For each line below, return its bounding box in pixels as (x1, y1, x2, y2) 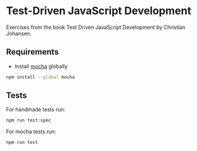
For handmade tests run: (6, 106, 66, 113)
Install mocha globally (14, 63, 68, 70)
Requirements (6, 47, 59, 57)
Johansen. (6, 29, 32, 37)
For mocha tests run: (6, 128, 56, 135)
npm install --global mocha (6, 74, 75, 80)
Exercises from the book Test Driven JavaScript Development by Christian (6, 24, 186, 31)
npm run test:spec (6, 117, 51, 123)
